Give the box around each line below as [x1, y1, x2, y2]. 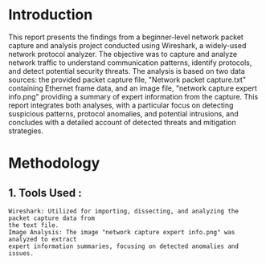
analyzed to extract [8, 235, 78, 243]
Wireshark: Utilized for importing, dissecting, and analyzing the [8, 207, 239, 215]
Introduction [8, 6, 93, 24]
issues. [8, 249, 35, 258]
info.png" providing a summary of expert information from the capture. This [8, 91, 259, 101]
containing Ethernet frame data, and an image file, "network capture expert [8, 83, 257, 93]
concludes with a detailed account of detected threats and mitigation [8, 117, 236, 127]
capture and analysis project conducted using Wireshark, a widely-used [8, 40, 247, 50]
